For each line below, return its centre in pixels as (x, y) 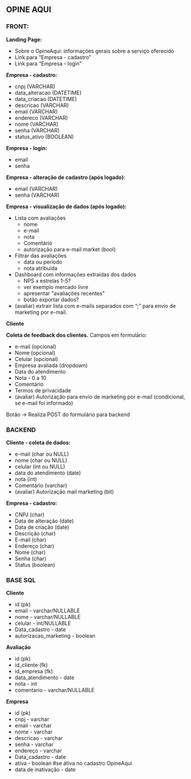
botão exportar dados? (51, 299)
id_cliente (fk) (31, 665)
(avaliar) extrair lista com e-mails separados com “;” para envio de (95, 306)
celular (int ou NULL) (40, 466)
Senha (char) (30, 559)
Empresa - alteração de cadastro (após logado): (66, 177)
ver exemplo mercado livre (56, 287)
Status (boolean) (35, 564)
